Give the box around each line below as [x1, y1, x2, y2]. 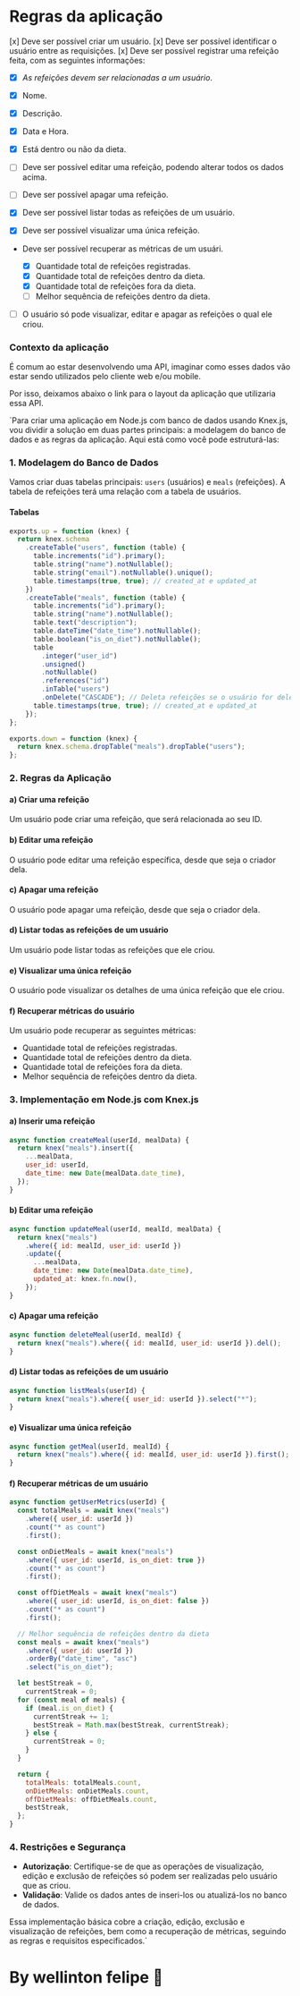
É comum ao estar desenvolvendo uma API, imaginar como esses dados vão [9, 361, 291, 372]
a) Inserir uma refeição [9, 1116, 96, 1126]
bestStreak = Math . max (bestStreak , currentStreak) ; [32, 1720, 229, 1729]
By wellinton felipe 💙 [9, 1966, 163, 1987]
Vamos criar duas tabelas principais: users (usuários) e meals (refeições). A [9, 477, 286, 488]
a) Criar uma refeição [9, 794, 89, 804]
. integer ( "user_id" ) [41, 651, 118, 660]
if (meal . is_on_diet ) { [25, 1703, 114, 1712]
